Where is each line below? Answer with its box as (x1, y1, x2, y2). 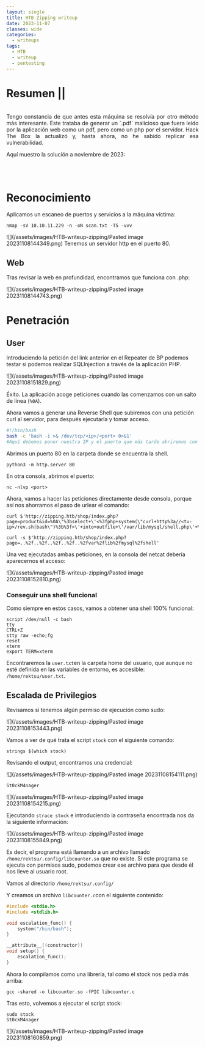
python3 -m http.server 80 (6, 461, 75, 468)
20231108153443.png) (6, 724, 63, 732)
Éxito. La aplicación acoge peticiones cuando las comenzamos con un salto (6, 391, 196, 398)
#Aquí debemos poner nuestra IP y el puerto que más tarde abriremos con (6, 438, 198, 445)
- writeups (12, 37, 40, 43)
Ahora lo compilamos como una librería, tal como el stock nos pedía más (6, 970, 189, 978)
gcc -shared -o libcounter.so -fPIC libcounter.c (6, 988, 135, 995)
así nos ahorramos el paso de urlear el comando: (6, 501, 129, 509)
